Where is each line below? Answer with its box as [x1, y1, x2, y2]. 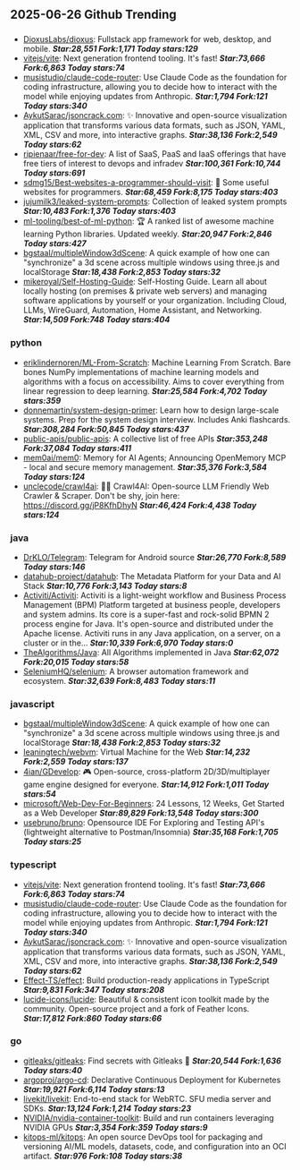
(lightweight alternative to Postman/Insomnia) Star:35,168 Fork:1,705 [22, 827, 279, 838]
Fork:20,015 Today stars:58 [22, 656, 129, 667]
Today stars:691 [22, 167, 86, 178]
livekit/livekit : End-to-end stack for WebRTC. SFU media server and [22, 1093, 271, 1104]
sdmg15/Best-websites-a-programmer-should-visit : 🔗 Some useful [22, 177, 270, 188]
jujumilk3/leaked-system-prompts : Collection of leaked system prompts [22, 196, 287, 207]
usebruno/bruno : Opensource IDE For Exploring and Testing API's [22, 817, 265, 828]
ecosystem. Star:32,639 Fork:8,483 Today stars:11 [22, 675, 216, 686]
